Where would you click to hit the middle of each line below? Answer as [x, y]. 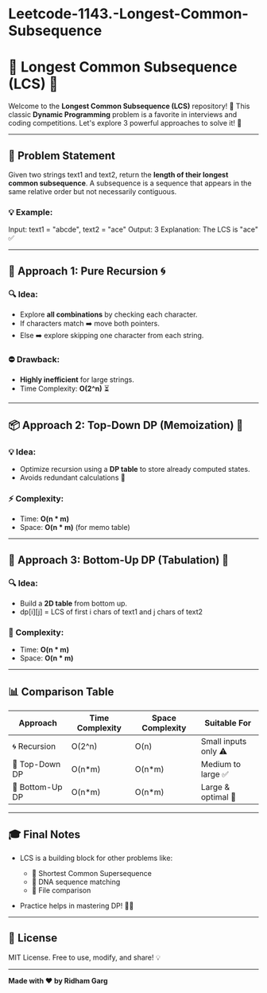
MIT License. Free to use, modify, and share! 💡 [85, 957]
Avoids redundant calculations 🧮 [72, 477]
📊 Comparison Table [61, 692]
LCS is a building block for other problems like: [96, 858]
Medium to [221, 764]
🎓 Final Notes [44, 835]
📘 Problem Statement [62, 156]
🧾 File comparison [61, 890]
